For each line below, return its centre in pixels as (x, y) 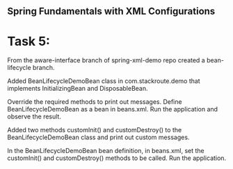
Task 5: (29, 41)
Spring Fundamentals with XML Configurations (111, 11)
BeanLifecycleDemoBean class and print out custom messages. (98, 137)
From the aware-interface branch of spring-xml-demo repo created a (106, 60)
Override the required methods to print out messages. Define (95, 102)
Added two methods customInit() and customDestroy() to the (95, 130)
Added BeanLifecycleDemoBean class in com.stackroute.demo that (104, 81)
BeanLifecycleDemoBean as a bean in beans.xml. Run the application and (112, 109)
